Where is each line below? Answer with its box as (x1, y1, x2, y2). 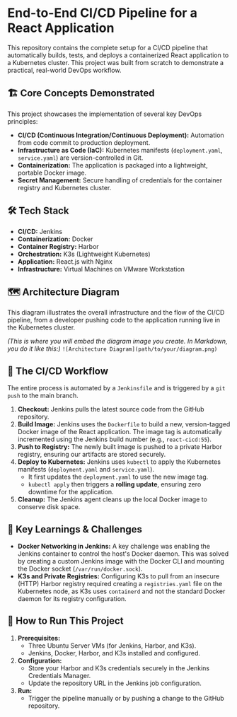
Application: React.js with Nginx (17, 257, 113, 266)
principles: (7, 117, 38, 125)
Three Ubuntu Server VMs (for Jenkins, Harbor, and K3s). (28, 641, 197, 650)
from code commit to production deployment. (17, 138, 151, 146)
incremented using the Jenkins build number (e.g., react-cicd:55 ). (17, 435, 212, 443)
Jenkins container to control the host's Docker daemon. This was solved (17, 549, 229, 558)
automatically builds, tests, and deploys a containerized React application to (7, 51, 229, 59)
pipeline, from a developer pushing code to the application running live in (7, 316, 221, 325)
